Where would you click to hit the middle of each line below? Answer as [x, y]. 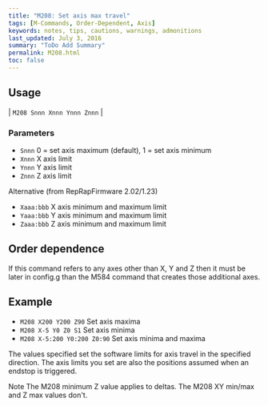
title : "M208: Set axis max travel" [69, 16]
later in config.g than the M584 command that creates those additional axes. [134, 276]
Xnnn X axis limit [46, 159]
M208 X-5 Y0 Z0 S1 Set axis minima [77, 330]
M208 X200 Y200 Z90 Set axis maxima [80, 321]
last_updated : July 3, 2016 [55, 38]
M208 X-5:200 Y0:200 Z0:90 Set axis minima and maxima [112, 338]
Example [30, 302]
